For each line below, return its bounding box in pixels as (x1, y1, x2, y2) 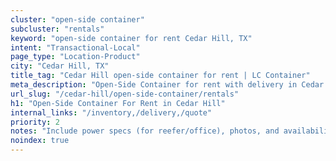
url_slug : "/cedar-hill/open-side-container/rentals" (10, 89, 240, 99)
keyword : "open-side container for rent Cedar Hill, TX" (10, 33, 253, 43)
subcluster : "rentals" (10, 24, 105, 34)
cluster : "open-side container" (10, 14, 145, 25)
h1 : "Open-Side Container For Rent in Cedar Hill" (10, 98, 226, 108)
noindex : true (10, 136, 70, 146)
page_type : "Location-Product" (10, 52, 141, 62)
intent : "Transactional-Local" (10, 42, 141, 53)
